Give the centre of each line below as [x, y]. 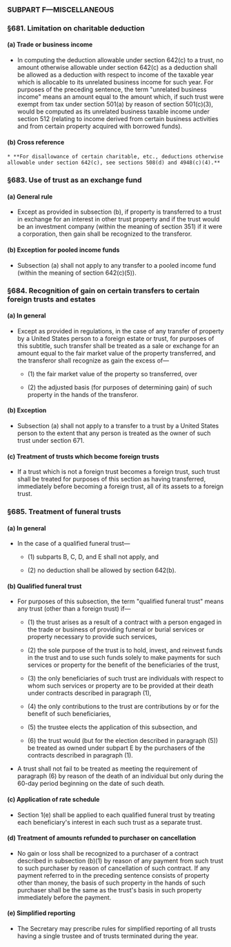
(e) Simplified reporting [41, 913]
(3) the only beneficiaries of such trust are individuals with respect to [125, 679]
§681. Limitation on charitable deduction [76, 28]
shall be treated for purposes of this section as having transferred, [111, 479]
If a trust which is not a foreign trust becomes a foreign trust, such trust [119, 472]
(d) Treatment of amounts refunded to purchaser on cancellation [102, 838]
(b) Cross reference [36, 142]
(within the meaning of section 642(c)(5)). [77, 273]
